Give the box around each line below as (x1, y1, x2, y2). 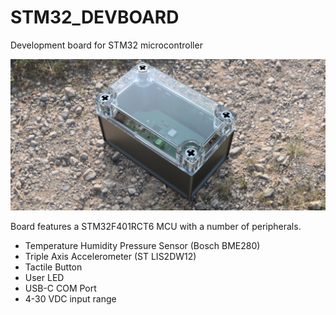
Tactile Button (24, 261, 83, 273)
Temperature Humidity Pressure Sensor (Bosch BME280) (24, 239, 261, 251)
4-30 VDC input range (24, 292, 117, 305)
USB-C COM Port (24, 282, 97, 294)
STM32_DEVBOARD (10, 6, 180, 29)
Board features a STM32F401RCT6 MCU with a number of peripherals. (10, 220, 302, 232)
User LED (24, 271, 65, 283)
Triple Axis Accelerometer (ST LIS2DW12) (24, 250, 197, 262)
